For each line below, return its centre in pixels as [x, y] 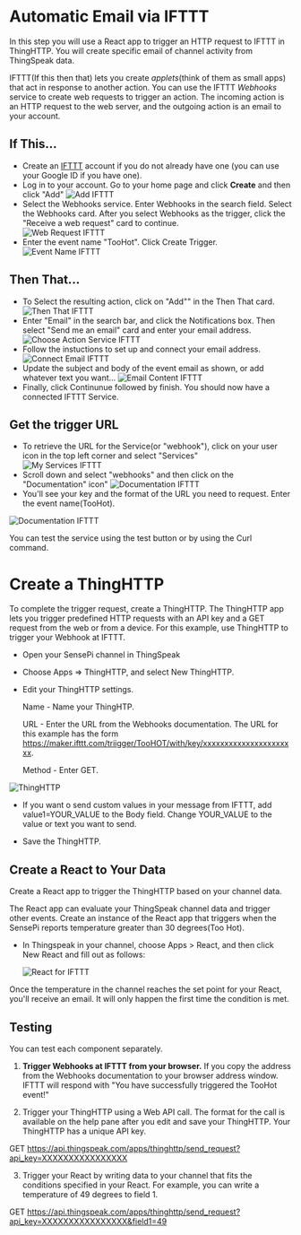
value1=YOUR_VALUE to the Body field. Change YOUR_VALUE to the [147, 814]
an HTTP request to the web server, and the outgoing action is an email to [146, 106]
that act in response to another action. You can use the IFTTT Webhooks [143, 87]
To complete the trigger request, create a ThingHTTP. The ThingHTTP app [146, 609]
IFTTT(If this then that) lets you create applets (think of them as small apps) [148, 77]
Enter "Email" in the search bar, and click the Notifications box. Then [149, 320]
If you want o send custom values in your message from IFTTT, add [147, 805]
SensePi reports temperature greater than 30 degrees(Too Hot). [127, 928]
